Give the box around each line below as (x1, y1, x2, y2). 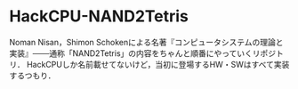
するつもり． (9, 69, 56, 81)
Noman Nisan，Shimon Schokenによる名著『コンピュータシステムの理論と (9, 36, 284, 47)
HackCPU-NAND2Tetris (9, 6, 189, 27)
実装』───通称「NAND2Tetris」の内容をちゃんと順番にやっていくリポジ (9, 47, 277, 59)
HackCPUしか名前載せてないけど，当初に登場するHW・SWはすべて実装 (26, 59, 290, 69)
